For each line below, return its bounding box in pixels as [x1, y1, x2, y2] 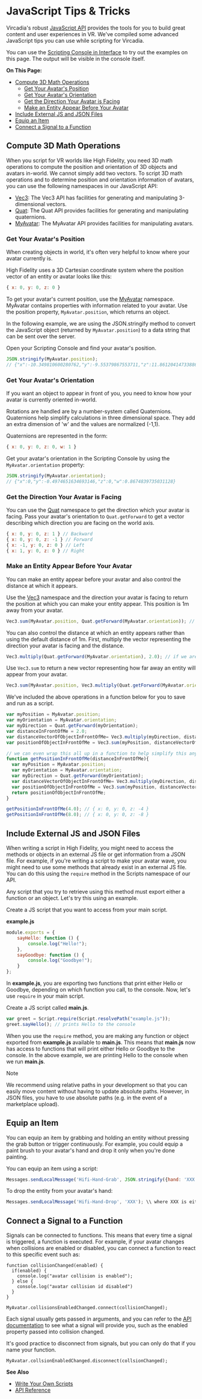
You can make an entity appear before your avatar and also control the [6, 576, 182, 583]
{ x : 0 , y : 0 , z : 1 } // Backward [6, 530, 93, 537]
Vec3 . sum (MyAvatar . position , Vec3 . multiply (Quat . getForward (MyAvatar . [6, 682, 187, 688]
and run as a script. [6, 700, 54, 707]
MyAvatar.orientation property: [6, 461, 85, 468]
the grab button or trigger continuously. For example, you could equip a [6, 1140, 183, 1148]
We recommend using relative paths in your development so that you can [6, 1081, 188, 1089]
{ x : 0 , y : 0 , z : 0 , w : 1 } [6, 444, 77, 450]
